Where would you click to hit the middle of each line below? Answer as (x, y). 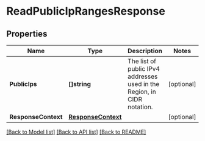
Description (145, 51)
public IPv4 (144, 69)
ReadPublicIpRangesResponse (86, 11)
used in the (144, 84)
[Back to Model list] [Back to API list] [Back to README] (76, 132)
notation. (140, 107)
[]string (80, 84)
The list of (142, 61)
